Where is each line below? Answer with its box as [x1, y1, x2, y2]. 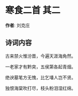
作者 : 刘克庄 [5, 22, 30, 28]
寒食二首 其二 [5, 5, 60, 16]
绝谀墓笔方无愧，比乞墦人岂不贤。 [5, 74, 76, 80]
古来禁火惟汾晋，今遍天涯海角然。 [5, 53, 76, 59]
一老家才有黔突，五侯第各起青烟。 [5, 64, 76, 70]
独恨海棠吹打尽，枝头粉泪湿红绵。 [5, 85, 76, 91]
